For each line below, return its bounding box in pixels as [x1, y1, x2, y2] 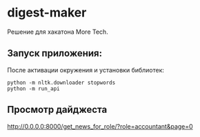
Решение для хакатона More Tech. [7, 28, 108, 36]
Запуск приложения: [7, 48, 102, 59]
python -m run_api [7, 85, 60, 92]
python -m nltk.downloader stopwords [7, 79, 116, 86]
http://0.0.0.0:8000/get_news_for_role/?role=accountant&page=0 [7, 122, 193, 130]
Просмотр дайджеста [7, 104, 108, 116]
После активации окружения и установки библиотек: [7, 65, 164, 74]
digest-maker [7, 5, 87, 21]
